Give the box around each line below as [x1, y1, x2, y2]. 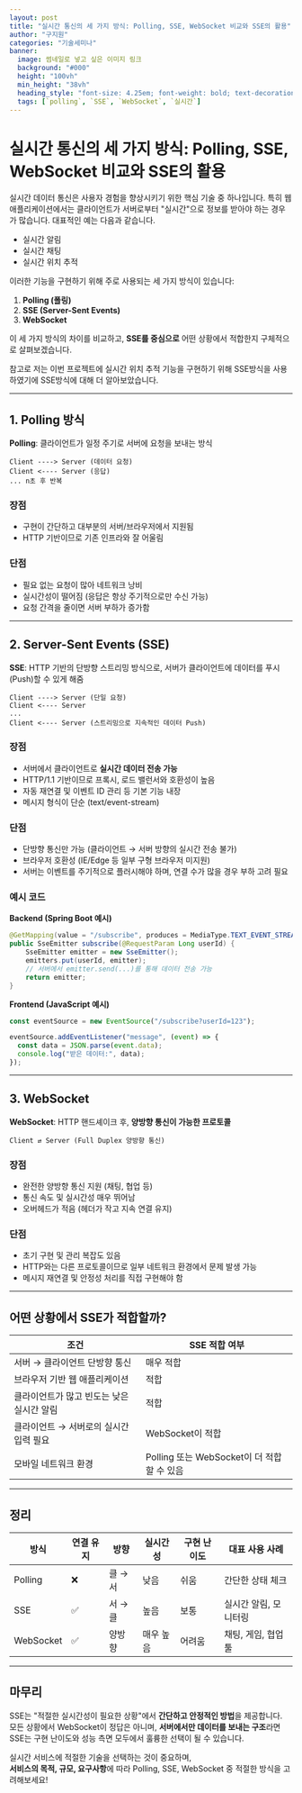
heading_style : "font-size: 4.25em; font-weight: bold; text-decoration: [17, 88, 299, 97]
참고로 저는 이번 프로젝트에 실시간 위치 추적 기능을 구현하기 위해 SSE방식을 [9, 364, 271, 375]
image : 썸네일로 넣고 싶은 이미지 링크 [17, 55, 142, 64]
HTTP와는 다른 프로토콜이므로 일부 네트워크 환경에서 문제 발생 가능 [22, 1262, 258, 1272]
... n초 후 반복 [9, 476, 63, 486]
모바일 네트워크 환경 [13, 1458, 94, 1471]
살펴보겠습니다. [18, 344, 73, 356]
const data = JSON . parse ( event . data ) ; [17, 1041, 164, 1050]
